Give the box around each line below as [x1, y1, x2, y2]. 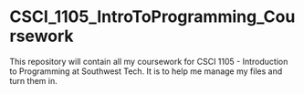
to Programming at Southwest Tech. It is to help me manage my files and [9, 66, 283, 77]
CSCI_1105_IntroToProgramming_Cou [9, 6, 296, 27]
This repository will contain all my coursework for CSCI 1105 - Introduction [9, 56, 288, 67]
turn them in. [9, 75, 58, 86]
